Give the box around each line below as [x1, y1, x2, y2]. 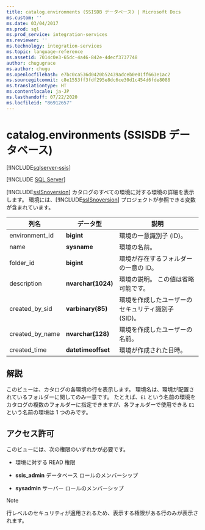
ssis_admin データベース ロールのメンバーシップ [15, 471, 138, 479]
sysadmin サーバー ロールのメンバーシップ [15, 485, 124, 492]
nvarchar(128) [66, 329, 110, 338]
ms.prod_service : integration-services [6, 32, 108, 38]
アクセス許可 [6, 428, 54, 438]
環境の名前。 [118, 242, 156, 251]
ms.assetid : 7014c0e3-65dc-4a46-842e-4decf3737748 [6, 54, 138, 60]
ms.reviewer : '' [6, 37, 48, 43]
